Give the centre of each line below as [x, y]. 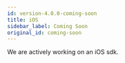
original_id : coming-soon [44, 33]
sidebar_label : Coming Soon [48, 26]
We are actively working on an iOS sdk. [63, 52]
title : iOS [23, 20]
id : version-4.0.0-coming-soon [52, 13]
